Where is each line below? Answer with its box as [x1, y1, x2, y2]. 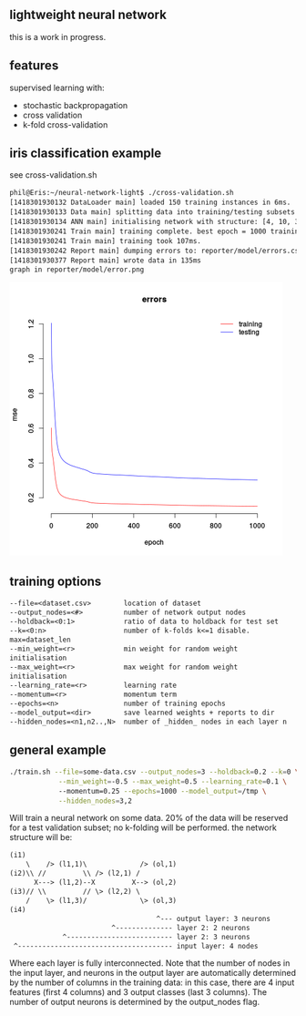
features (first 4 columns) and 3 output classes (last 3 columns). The [9, 987, 267, 998]
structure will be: [9, 832, 73, 843]
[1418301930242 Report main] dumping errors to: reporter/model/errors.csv [9, 246, 303, 255]
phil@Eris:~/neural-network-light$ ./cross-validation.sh [9, 189, 234, 198]
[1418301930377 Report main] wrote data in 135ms [9, 255, 202, 265]
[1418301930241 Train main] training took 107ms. [9, 236, 202, 245]
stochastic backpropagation [22, 99, 128, 110]
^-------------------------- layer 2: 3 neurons [62, 933, 250, 942]
